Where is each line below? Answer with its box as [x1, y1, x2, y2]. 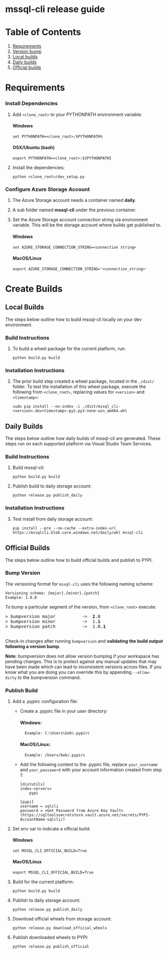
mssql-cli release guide [5, 4, 105, 15]
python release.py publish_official [12, 944, 89, 949]
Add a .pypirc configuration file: [12, 698, 78, 704]
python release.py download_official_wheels [12, 925, 107, 930]
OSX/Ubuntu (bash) [12, 145, 55, 151]
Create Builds [5, 283, 63, 294]
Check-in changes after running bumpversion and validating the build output [5, 638, 163, 644]
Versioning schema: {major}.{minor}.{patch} [5, 590, 100, 595]
